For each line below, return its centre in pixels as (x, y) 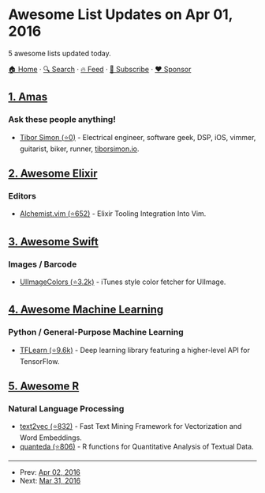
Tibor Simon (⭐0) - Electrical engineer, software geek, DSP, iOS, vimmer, (138, 137)
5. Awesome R (44, 387)
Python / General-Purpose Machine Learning (96, 332)
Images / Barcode (43, 264)
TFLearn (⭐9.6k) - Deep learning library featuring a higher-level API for (134, 350)
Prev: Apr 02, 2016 (50, 472)
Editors (22, 195)
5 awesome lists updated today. (60, 53)
